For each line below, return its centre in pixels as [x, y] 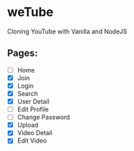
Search [27, 93]
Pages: [23, 53]
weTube [31, 12]
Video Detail [35, 133]
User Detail [33, 101]
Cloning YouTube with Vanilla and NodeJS [67, 31]
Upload [28, 125]
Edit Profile [33, 109]
